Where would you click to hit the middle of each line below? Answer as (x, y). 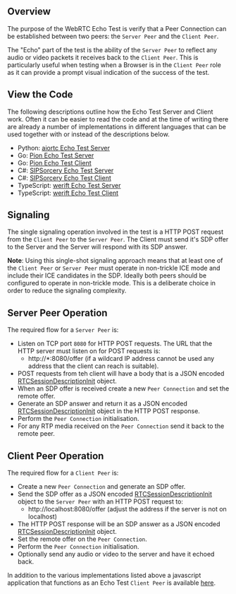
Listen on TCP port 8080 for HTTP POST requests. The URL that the (115, 344)
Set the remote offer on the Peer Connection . (82, 539)
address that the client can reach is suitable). (93, 366)
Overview (29, 12)
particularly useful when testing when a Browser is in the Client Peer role (114, 65)
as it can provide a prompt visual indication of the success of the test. (108, 72)
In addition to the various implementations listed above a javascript (104, 576)
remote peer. (36, 434)
